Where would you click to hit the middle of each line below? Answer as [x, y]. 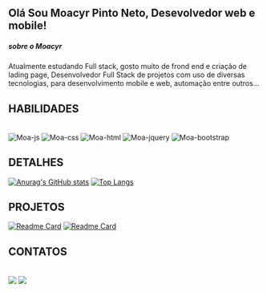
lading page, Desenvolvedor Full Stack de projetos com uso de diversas [127, 75]
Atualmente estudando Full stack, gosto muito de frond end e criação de [127, 67]
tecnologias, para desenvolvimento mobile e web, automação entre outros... [134, 83]
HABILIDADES [44, 109]
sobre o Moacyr [35, 46]
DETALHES [36, 162]
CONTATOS [38, 251]
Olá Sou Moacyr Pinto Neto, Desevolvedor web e [132, 13]
